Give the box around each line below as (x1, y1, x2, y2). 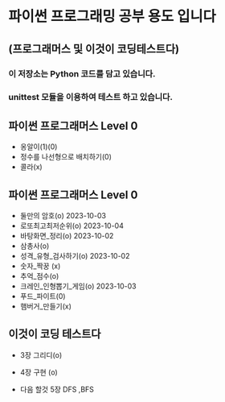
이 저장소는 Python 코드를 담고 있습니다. (8, 68, 156, 79)
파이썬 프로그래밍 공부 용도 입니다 (8, 7, 216, 26)
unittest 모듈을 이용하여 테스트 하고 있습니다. (8, 92, 173, 103)
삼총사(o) (19, 241, 50, 251)
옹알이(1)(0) (19, 142, 58, 151)
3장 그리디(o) (19, 350, 63, 359)
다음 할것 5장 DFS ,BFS (19, 384, 95, 394)
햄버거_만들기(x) (19, 301, 72, 311)
